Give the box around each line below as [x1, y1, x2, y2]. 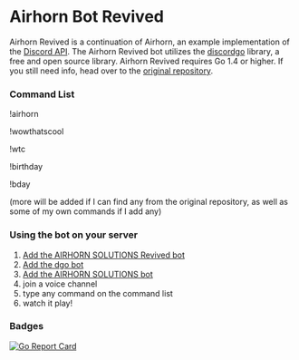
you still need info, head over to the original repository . [9, 65, 214, 76]
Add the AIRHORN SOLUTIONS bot [22, 268, 154, 279]
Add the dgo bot [22, 258, 84, 269]
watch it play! [22, 297, 73, 308]
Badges [9, 320, 43, 333]
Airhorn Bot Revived [9, 6, 165, 27]
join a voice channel [22, 278, 98, 289]
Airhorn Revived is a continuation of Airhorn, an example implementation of [9, 36, 290, 47]
